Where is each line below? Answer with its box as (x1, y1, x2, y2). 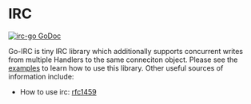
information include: (8, 71, 74, 81)
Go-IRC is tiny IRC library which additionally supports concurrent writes (8, 46, 244, 56)
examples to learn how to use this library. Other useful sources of (8, 63, 224, 72)
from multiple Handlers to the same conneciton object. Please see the (8, 55, 238, 64)
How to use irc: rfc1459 (19, 87, 98, 96)
